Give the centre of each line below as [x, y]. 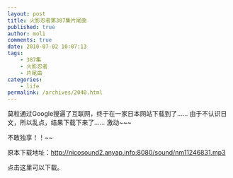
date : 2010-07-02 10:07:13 [47, 47]
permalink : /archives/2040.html [55, 93]
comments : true [30, 40]
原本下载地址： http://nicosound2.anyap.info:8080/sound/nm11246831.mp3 [116, 153]
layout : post [27, 14]
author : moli [27, 34]
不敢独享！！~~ [30, 138]
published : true [31, 27]
